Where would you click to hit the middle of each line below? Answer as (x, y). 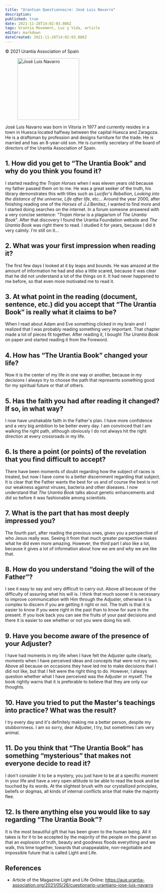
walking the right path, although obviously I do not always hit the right (76, 431)
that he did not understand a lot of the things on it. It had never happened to (82, 276)
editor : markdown (23, 33)
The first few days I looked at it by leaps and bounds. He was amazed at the (82, 265)
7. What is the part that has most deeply (67, 513)
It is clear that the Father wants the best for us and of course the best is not (82, 482)
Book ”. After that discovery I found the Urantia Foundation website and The (81, 220)
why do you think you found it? (53, 171)
